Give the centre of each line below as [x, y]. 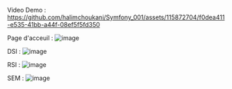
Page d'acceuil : [30, 38]
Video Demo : [27, 10]
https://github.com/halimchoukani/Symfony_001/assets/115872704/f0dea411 [116, 17]
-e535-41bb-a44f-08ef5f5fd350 [54, 24]
